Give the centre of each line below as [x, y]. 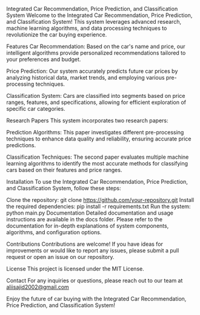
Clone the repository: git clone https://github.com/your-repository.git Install [100, 200]
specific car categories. [36, 109]
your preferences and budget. [44, 59]
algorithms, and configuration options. [54, 232]
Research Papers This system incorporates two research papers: [87, 120]
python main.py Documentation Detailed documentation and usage [90, 213]
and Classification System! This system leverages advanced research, [94, 22]
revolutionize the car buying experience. [57, 35]
